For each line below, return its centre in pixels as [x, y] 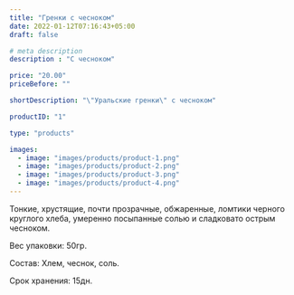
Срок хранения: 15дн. [51, 281]
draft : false [34, 34]
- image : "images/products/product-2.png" [99, 167]
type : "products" [42, 133]
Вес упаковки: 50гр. [48, 245]
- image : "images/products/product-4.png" [99, 183]
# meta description [46, 51]
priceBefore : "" [40, 84]
